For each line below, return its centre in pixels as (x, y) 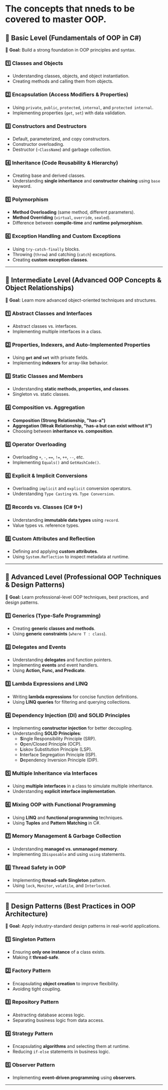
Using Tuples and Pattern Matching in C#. (56, 823)
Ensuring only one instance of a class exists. (59, 952)
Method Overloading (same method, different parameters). (73, 212)
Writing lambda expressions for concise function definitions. (75, 697)
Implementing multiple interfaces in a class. (57, 331)
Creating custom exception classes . (50, 260)
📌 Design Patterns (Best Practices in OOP (70, 906)
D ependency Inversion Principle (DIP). (59, 760)
